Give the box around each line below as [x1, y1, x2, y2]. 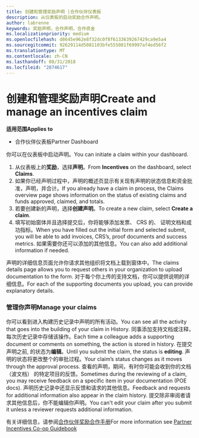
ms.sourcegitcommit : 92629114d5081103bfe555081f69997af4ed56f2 [6, 42, 167, 48]
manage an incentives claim [6, 105, 148, 118]
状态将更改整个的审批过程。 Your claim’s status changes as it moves [16, 355, 183, 362]
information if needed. [14, 247, 70, 254]
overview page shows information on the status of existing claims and [14, 192, 186, 199]
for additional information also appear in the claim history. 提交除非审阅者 [6, 391, 186, 399]
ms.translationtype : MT [6, 48, 66, 54]
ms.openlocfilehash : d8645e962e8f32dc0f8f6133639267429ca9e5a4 [6, 36, 167, 42]
